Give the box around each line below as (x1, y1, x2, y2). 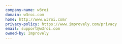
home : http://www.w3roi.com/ (5, 17, 67, 22)
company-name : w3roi (5, 7, 49, 13)
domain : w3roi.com (5, 12, 44, 17)
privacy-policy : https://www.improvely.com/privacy (5, 21, 117, 27)
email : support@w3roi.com (5, 26, 60, 31)
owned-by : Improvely (5, 31, 49, 36)
